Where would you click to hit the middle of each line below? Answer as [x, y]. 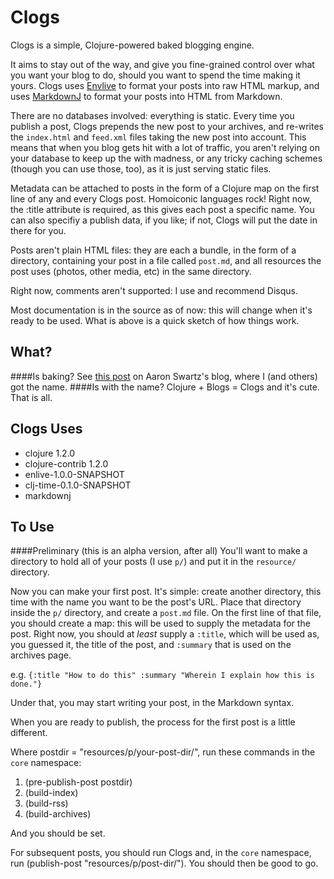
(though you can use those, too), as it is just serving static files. [141, 168]
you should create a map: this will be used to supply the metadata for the [160, 623]
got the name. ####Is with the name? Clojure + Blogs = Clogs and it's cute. [165, 387]
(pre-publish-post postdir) [78, 782]
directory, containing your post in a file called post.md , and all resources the [166, 260]
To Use [32, 526]
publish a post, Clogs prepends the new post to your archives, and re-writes [167, 126]
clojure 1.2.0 [50, 453]
